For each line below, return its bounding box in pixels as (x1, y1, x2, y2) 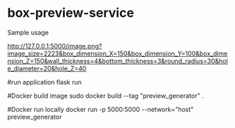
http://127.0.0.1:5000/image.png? (7, 41, 102, 50)
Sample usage (7, 28, 49, 37)
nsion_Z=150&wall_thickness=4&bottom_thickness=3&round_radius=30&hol (7, 56, 228, 65)
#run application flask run (7, 77, 83, 86)
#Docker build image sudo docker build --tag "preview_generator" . (7, 91, 204, 100)
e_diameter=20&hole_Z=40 (7, 64, 87, 72)
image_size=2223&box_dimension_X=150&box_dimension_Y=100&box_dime (7, 49, 228, 58)
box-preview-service (7, 5, 134, 21)
